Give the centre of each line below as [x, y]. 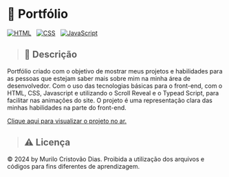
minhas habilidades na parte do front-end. [67, 107]
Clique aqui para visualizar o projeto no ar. [67, 121]
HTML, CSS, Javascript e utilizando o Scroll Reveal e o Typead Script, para [113, 93]
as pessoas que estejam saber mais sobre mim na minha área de [99, 78]
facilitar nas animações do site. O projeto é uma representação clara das [110, 100]
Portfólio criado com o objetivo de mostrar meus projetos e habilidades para [115, 71]
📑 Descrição [51, 55]
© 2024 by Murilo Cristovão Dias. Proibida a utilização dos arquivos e [106, 159]
